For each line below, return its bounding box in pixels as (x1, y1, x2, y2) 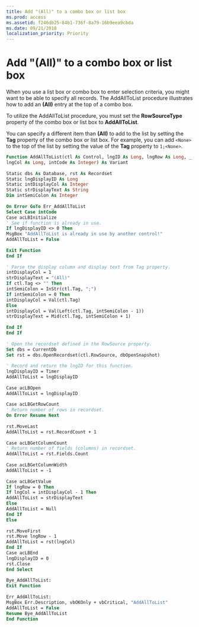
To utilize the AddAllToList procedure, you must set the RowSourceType (6, 112, 182, 119)
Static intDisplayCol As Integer (6, 182, 89, 188)
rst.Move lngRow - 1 (6, 534, 57, 539)
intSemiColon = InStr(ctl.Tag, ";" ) (6, 286, 97, 292)
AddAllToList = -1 (6, 467, 52, 473)
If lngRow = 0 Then (6, 484, 54, 490)
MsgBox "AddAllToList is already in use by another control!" (6, 231, 163, 237)
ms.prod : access (6, 14, 46, 20)
